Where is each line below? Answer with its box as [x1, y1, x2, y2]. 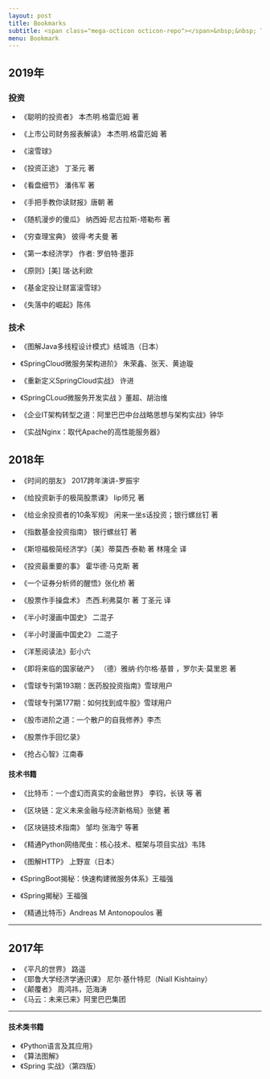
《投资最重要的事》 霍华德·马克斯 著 [19, 561, 139, 571]
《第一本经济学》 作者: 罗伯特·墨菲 [19, 248, 134, 258]
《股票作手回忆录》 [19, 732, 84, 742]
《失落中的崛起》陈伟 [19, 299, 91, 310]
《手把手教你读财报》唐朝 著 [19, 197, 114, 207]
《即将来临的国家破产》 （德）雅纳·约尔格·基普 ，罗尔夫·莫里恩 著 [19, 664, 237, 674]
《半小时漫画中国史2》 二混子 [19, 630, 119, 639]
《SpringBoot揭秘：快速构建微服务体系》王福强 [19, 874, 174, 884]
